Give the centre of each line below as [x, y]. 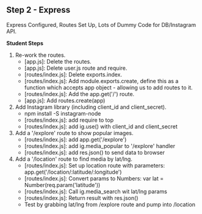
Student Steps [25, 43]
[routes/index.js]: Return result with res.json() [81, 197]
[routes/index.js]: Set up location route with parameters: [95, 165]
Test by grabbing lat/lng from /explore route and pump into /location [110, 204]
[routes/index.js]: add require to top [69, 120]
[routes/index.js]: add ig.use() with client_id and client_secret [101, 126]
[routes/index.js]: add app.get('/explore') [75, 139]
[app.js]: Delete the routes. [58, 61]
